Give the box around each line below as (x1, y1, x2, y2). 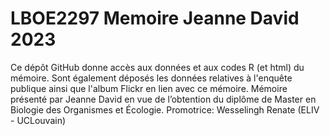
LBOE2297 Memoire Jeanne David (10, 7, 300, 30)
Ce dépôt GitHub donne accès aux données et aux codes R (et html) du (10, 61, 305, 73)
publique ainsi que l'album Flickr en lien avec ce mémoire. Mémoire (10, 82, 288, 94)
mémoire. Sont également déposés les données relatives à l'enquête (10, 72, 293, 84)
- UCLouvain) (10, 114, 67, 126)
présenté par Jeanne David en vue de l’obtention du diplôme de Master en (10, 93, 317, 105)
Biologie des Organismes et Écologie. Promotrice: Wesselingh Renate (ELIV (10, 103, 320, 116)
